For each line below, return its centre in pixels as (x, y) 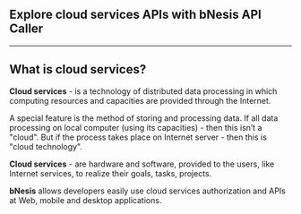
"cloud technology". (46, 146)
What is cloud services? (78, 69)
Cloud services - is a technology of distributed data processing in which (143, 91)
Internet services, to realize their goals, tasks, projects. (111, 173)
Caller (26, 29)
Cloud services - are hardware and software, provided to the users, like (142, 164)
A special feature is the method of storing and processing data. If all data (144, 118)
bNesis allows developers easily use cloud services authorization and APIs (148, 191)
